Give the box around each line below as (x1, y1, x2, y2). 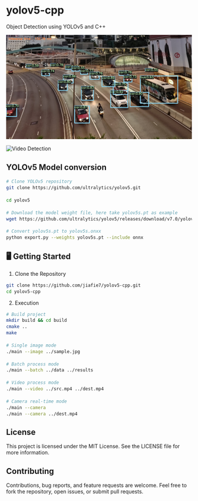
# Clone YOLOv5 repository (6, 179, 72, 184)
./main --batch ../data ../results (6, 367, 94, 373)
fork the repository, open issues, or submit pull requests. (6, 488, 144, 495)
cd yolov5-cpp (6, 288, 41, 295)
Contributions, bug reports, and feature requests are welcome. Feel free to (6, 482, 187, 489)
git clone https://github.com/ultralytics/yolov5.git (6, 185, 141, 191)
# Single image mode (6, 342, 57, 348)
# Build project (6, 311, 46, 317)
